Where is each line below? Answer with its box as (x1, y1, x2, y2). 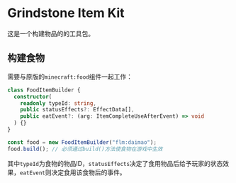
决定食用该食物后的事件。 (51, 168, 126, 177)
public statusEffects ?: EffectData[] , (20, 106, 135, 113)
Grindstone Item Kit (7, 5, 125, 21)
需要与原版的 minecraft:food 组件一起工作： (7, 72, 133, 81)
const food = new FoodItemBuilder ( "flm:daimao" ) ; (7, 138, 157, 146)
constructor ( (13, 93, 52, 100)
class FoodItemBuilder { (7, 87, 81, 94)
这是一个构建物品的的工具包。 (7, 29, 94, 38)
